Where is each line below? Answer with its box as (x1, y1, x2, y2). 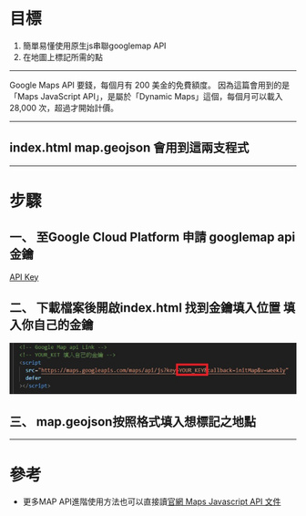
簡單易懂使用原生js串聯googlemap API (22, 40, 167, 51)
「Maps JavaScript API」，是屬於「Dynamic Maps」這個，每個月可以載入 (9, 90, 284, 101)
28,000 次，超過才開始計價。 (9, 102, 118, 113)
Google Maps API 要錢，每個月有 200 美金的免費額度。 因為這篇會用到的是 (9, 79, 291, 90)
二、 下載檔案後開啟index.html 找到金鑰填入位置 (9, 300, 280, 315)
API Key (9, 271, 39, 283)
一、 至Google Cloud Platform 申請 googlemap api (9, 230, 296, 245)
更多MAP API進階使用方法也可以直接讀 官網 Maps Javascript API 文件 (22, 496, 281, 507)
